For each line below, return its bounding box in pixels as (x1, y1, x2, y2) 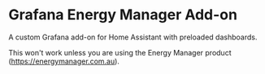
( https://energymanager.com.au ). (8, 56, 120, 66)
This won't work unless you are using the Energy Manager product (8, 47, 232, 57)
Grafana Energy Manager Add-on (8, 6, 238, 24)
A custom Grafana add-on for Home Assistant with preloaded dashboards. (8, 32, 258, 42)
